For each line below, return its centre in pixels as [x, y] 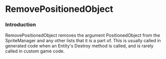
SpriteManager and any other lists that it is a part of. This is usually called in [83, 41]
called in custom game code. [35, 51]
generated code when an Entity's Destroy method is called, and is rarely [79, 46]
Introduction [20, 25]
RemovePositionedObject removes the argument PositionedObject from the [83, 35]
